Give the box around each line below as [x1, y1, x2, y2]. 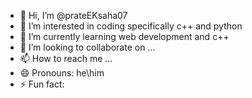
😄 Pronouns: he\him [19, 67, 105, 79]
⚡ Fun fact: [19, 78, 65, 90]
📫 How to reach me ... [19, 53, 113, 64]
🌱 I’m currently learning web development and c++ [19, 31, 230, 42]
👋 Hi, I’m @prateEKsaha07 [19, 10, 128, 21]
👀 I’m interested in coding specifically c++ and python [19, 20, 243, 32]
